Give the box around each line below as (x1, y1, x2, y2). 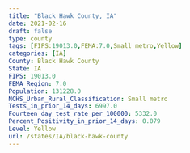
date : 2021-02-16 (8, 19, 67, 28)
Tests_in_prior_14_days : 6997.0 (8, 102, 117, 110)
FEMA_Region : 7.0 (8, 79, 67, 87)
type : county (8, 34, 53, 43)
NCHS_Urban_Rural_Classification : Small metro (8, 95, 168, 103)
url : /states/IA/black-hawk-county (8, 132, 129, 140)
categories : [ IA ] (8, 49, 67, 57)
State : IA (8, 65, 42, 73)
